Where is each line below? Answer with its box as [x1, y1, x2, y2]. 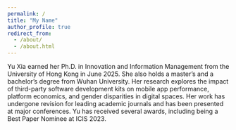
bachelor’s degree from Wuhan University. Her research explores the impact [7, 77, 229, 85]
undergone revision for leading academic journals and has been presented [7, 100, 224, 108]
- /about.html [13, 43, 55, 50]
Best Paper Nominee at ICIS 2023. [7, 115, 107, 123]
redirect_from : [7, 30, 52, 37]
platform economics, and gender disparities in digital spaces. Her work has [7, 92, 225, 100]
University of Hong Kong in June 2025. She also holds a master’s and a [7, 70, 213, 78]
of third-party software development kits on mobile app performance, [7, 85, 210, 93]
